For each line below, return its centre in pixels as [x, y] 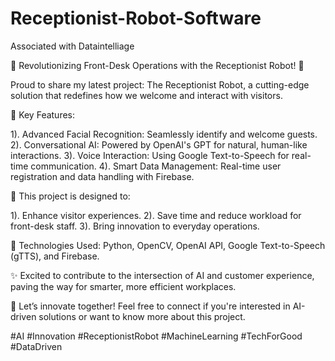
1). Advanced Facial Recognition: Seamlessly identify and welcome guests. [164, 134]
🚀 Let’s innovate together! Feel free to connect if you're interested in [150, 306]
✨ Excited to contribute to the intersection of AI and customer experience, [162, 275]
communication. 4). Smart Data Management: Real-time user [156, 166]
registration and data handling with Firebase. [102, 176]
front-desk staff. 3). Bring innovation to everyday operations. [135, 226]
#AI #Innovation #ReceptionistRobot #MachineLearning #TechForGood [156, 336]
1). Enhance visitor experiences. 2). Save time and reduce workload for [156, 215]
